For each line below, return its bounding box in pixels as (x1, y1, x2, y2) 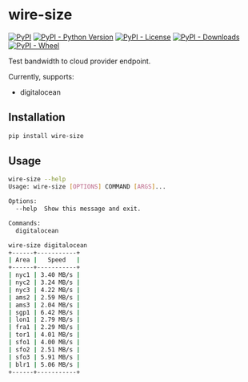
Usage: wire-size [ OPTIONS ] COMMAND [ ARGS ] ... (8, 183, 166, 191)
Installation (8, 111, 66, 124)
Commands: (8, 219, 42, 227)
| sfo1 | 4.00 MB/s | (8, 339, 81, 347)
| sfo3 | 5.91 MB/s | (8, 353, 81, 361)
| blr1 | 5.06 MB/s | (8, 360, 81, 368)
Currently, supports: (8, 71, 74, 81)
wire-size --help (8, 175, 66, 184)
